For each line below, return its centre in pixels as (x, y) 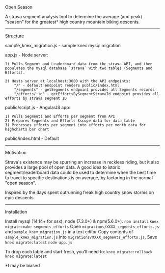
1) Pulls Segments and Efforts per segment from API (60, 116)
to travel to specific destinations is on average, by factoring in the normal (79, 178)
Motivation (16, 152)
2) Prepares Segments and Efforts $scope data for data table (70, 121)
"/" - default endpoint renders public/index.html (67, 85)
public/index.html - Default (32, 138)
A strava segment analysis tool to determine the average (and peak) (74, 16)
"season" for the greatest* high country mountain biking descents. (72, 22)
